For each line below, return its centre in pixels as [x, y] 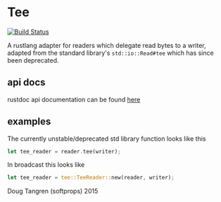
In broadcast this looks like [46, 165]
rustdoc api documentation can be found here [74, 99]
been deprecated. [33, 60]
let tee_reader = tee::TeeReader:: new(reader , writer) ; [91, 178]
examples [29, 121]
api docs [26, 83]
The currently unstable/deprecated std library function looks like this [107, 139]
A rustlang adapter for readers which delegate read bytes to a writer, [107, 45]
